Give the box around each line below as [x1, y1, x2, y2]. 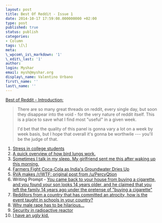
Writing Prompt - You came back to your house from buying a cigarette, [12, 176, 156, 182]
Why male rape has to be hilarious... [12, 202, 84, 208]
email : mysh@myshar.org [5, 70, 54, 75]
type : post [5, 20, 28, 26]
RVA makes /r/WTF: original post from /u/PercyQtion [12, 171, 117, 177]
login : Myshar [5, 66, 34, 71]
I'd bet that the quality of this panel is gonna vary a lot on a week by [17, 126, 153, 132]
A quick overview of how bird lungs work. [12, 150, 96, 156]
